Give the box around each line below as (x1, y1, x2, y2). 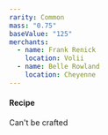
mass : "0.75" (9, 21, 57, 30)
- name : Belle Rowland (17, 63, 100, 71)
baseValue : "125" (9, 29, 73, 38)
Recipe (9, 98, 35, 109)
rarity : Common (9, 12, 65, 22)
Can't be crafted (9, 116, 68, 128)
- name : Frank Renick (17, 46, 97, 55)
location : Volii (25, 54, 85, 63)
